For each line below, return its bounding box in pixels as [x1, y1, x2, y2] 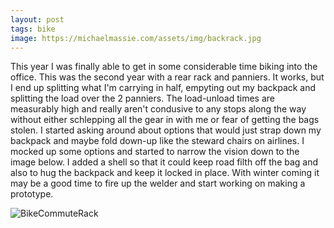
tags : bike [10, 24, 56, 34]
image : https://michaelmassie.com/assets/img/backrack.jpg [10, 33, 262, 43]
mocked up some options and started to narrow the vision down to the [10, 146, 300, 158]
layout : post [10, 14, 65, 25]
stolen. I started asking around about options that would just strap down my [10, 124, 322, 136]
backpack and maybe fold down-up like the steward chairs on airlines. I [10, 135, 305, 147]
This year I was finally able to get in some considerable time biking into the [10, 61, 318, 73]
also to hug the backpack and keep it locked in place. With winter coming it [10, 167, 320, 179]
